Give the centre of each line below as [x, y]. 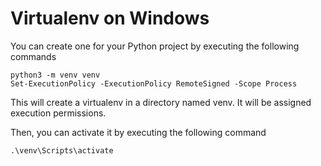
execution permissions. [58, 113]
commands [33, 56]
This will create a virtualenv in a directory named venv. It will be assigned [161, 102]
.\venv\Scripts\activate [62, 150]
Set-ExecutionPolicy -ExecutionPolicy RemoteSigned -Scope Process [154, 83]
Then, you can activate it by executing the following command [138, 132]
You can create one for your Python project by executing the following [155, 46]
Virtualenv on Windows [110, 18]
